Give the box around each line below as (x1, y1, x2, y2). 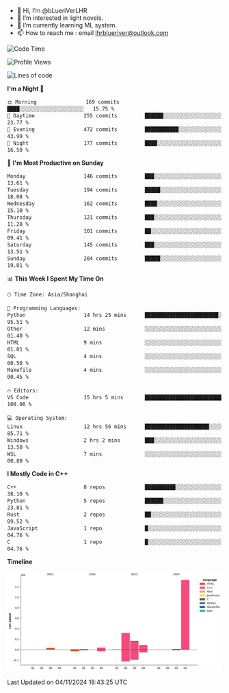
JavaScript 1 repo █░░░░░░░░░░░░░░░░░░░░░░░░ (7, 525, 222, 532)
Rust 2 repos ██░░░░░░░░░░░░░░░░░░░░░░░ (7, 511, 222, 518)
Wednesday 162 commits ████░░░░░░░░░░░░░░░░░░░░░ (7, 200, 222, 207)
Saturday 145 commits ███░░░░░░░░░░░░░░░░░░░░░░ (7, 242, 222, 248)
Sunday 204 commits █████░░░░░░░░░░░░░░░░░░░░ (7, 255, 222, 262)
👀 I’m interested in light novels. (16, 14, 104, 22)
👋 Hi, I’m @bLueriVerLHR (16, 7, 87, 14)
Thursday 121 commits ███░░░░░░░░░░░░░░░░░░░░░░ (7, 214, 222, 221)
